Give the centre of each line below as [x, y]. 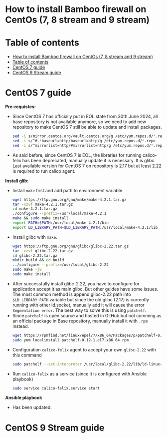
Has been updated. [32, 407]
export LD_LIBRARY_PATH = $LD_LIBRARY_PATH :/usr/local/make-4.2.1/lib [85, 227]
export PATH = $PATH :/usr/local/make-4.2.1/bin [60, 223]
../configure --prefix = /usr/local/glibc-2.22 [60, 265]
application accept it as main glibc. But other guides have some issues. [85, 289]
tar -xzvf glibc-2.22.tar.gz [43, 251]
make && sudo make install [40, 218]
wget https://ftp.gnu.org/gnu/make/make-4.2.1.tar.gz [69, 199]
